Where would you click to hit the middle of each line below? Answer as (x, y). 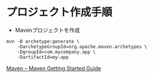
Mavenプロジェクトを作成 (47, 30)
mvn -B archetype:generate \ (43, 41)
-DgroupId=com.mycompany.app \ (57, 52)
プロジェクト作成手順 (60, 12)
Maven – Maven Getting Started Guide (54, 68)
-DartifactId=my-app (43, 57)
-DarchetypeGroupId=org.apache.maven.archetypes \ (82, 46)
